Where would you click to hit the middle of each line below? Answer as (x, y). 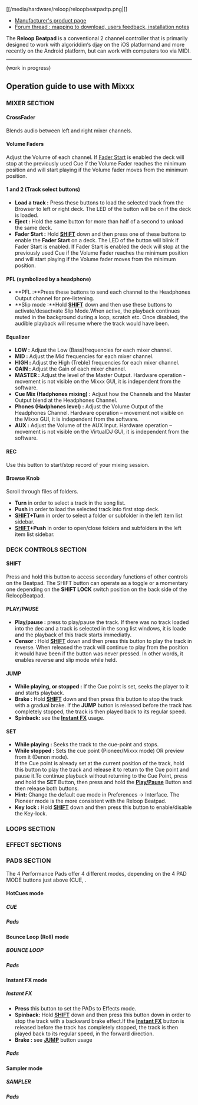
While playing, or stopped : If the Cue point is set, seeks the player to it (102, 687)
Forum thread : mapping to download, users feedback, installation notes (102, 27)
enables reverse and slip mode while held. (66, 660)
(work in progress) (29, 68)
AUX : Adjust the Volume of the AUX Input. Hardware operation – (93, 425)
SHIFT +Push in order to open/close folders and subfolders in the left (98, 528)
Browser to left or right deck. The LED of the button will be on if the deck (103, 209)
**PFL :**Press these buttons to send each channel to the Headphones (102, 292)
